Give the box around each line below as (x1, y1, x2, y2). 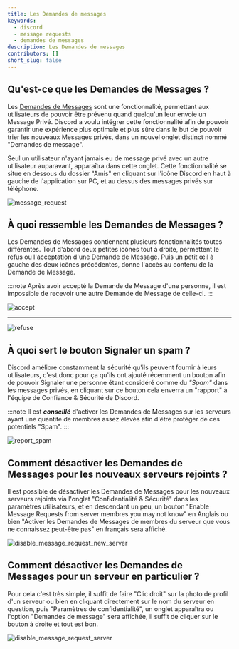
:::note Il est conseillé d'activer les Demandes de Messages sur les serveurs (7, 407, 231, 416)
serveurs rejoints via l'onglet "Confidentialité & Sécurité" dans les (7, 495, 199, 503)
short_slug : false (7, 57, 62, 64)
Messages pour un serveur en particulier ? (7, 571, 200, 583)
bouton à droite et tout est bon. (7, 620, 98, 628)
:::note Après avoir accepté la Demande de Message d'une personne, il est (7, 282, 226, 290)
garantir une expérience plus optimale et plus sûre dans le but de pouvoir (7, 125, 222, 133)
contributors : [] (7, 51, 59, 58)
